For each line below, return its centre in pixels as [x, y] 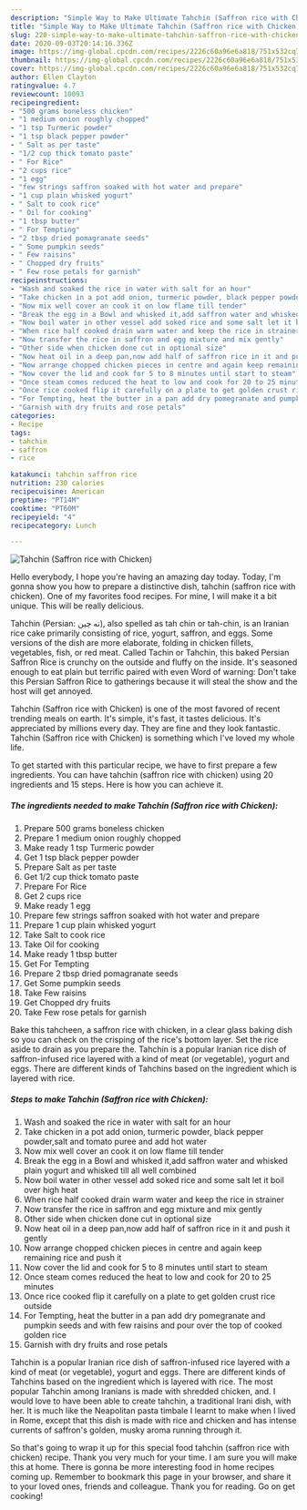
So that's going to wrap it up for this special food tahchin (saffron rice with [150, 1448]
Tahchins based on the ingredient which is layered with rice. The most [142, 1382]
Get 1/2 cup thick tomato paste [81, 877]
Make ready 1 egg [57, 906]
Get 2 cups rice [52, 896]
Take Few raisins [55, 993]
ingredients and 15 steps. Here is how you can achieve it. [117, 785]
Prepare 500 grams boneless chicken [94, 829]
